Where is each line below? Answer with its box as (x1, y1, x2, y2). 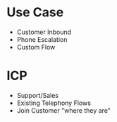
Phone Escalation (16, 35, 68, 43)
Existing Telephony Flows (16, 99, 91, 107)
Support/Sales (16, 91, 59, 99)
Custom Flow (16, 43, 56, 51)
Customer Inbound (16, 28, 72, 36)
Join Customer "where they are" (16, 106, 111, 114)
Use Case (6, 4, 64, 21)
